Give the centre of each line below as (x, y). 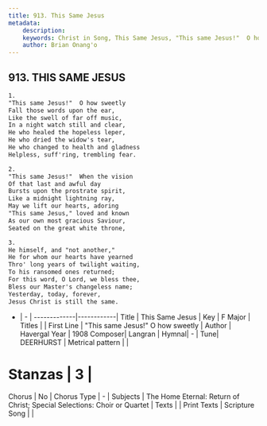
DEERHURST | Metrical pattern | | (74, 342)
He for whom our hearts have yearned (71, 258)
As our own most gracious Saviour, (67, 221)
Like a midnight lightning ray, (62, 199)
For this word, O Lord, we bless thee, (74, 280)
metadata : (25, 23)
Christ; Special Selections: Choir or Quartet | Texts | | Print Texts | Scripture (132, 405)
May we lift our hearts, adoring (64, 206)
